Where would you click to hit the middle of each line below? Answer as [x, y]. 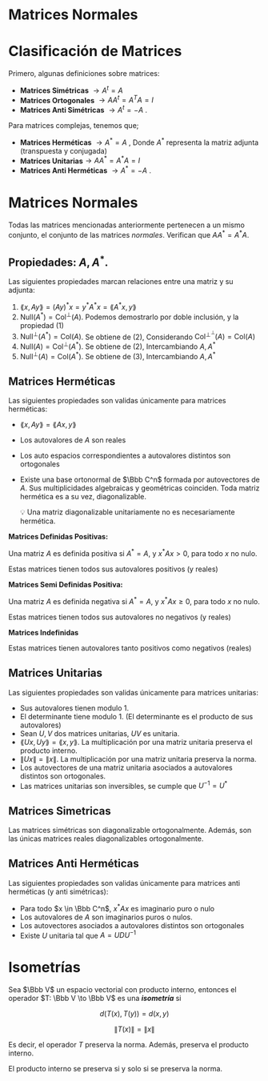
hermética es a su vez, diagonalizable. [83, 497]
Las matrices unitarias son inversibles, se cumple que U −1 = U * [124, 785]
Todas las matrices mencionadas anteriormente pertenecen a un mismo [127, 225]
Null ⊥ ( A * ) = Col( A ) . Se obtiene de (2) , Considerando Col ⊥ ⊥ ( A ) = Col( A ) [138, 335]
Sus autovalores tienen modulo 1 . [74, 708]
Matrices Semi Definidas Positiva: [66, 585]
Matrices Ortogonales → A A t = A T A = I [86, 99]
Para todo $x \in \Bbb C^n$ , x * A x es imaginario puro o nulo [117, 907]
